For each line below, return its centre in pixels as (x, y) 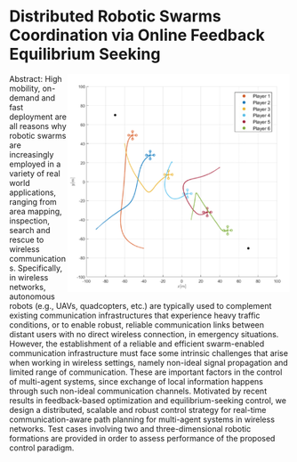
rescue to (27, 239)
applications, (32, 192)
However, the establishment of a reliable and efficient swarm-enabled (137, 344)
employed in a (35, 164)
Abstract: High (36, 78)
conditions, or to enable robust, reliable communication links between (137, 324)
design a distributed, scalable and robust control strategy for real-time (138, 409)
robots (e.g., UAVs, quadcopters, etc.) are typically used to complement (140, 305)
